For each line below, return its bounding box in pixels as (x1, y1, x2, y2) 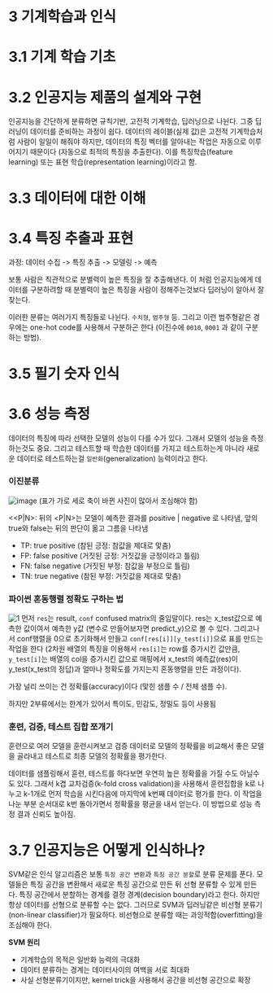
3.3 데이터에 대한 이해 (8, 189, 146, 208)
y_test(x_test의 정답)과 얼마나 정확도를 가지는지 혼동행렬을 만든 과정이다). (8, 664, 242, 674)
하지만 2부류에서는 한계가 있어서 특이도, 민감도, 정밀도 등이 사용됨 (8, 699, 217, 709)
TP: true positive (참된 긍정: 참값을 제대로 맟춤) (19, 540, 171, 550)
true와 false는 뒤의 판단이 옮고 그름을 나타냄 (8, 523, 149, 533)
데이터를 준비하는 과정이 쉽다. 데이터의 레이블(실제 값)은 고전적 (29, 127, 229, 137)
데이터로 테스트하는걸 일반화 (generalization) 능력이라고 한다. (16, 453, 208, 463)
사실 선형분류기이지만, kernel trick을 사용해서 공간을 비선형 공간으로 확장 (19, 975, 251, 985)
